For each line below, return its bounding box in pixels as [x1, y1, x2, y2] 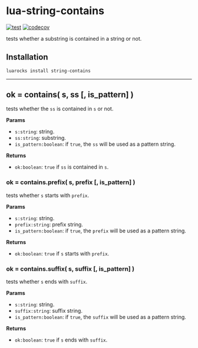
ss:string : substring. [14, 134, 67, 142]
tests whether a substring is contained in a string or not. [6, 35, 142, 42]
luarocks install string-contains [6, 68, 91, 74]
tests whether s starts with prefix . [6, 192, 90, 199]
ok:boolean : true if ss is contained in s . [14, 163, 109, 170]
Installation [6, 52, 48, 63]
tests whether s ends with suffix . [6, 278, 87, 285]
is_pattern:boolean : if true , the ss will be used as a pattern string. [14, 140, 176, 148]
